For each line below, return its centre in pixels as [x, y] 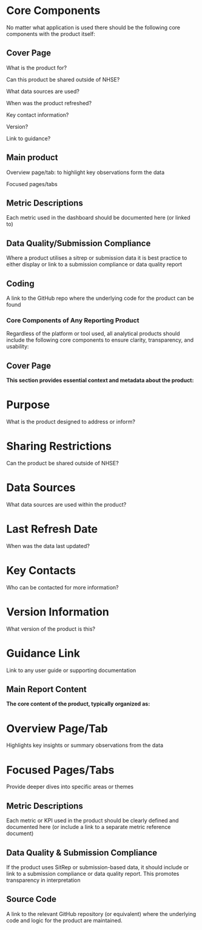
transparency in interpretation [43, 880]
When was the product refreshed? [49, 103]
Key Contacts [41, 571]
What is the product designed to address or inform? [71, 422]
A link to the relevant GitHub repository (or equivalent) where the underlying [101, 914]
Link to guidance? [29, 138]
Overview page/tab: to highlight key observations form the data [86, 172]
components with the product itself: [51, 33]
